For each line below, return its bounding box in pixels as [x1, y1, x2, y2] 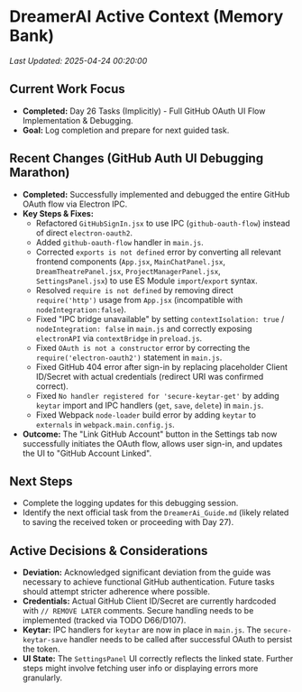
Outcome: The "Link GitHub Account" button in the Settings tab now [22, 429, 278, 439]
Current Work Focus [9, 81, 126, 97]
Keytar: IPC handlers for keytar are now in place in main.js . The [22, 624, 261, 635]
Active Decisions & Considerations [9, 543, 208, 558]
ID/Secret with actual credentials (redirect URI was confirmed [35, 371, 264, 382]
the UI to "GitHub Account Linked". [22, 447, 151, 458]
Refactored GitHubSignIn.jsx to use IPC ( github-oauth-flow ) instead [35, 217, 290, 228]
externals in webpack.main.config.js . [35, 419, 176, 429]
